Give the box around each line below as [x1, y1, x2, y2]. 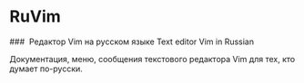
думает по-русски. [9, 63, 84, 74]
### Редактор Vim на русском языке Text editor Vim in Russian [9, 36, 255, 47]
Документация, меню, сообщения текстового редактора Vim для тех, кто [9, 53, 296, 64]
